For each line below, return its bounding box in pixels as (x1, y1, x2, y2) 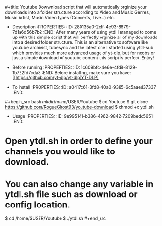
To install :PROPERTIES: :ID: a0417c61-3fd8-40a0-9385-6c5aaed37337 (12, 84, 156, 90)
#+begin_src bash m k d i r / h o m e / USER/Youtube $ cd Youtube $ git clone (5, 99, 148, 104)
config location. (5, 199, 71, 210)
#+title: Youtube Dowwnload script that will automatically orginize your (5, 4, 147, 10)
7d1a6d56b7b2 (12, 29, 42, 35)
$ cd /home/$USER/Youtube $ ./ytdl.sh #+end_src (5, 215, 106, 221)
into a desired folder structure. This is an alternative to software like (12, 39, 148, 45)
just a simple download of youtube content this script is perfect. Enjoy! (12, 55, 154, 60)
